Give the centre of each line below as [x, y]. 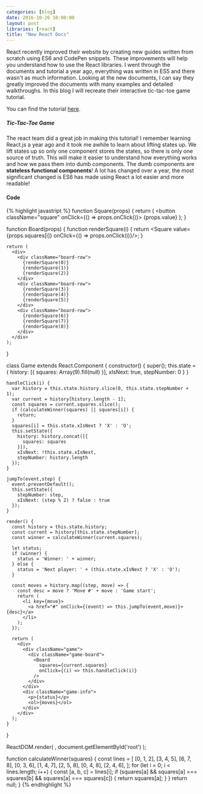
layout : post [23, 23]
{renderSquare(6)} [46, 316]
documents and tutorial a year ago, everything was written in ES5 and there [101, 71]
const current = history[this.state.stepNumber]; [76, 532]
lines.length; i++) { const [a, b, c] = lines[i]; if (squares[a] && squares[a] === [102, 772]
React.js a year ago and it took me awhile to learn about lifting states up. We [101, 145]
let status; [27, 548]
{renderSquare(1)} [46, 268]
